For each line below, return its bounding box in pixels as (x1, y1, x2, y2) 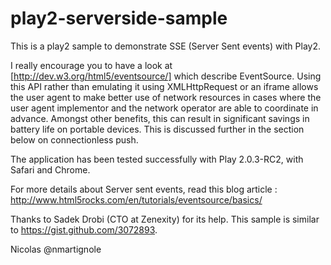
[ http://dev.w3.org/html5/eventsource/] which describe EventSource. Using (10, 70, 322, 82)
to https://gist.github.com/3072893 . (10, 223, 158, 236)
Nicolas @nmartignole (10, 243, 102, 255)
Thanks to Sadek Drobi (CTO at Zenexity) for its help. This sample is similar (10, 213, 320, 225)
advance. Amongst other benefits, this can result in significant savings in (10, 112, 310, 124)
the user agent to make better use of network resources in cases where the (10, 91, 322, 103)
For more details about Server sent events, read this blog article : (10, 183, 278, 195)
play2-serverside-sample (10, 7, 228, 30)
